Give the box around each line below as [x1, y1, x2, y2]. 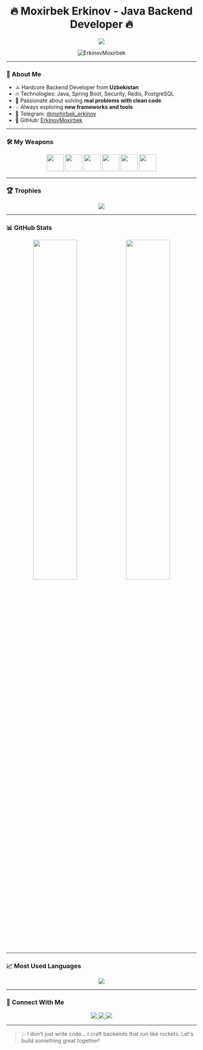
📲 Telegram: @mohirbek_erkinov [14, 110, 97, 117]
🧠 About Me [6, 70, 42, 78]
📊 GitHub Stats [6, 223, 53, 232]
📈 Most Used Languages [6, 962, 82, 970]
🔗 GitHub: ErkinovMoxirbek [14, 117, 83, 124]
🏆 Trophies [6, 186, 42, 195]
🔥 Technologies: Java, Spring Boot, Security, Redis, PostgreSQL [14, 90, 175, 97]
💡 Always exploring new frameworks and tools [14, 103, 133, 111]
